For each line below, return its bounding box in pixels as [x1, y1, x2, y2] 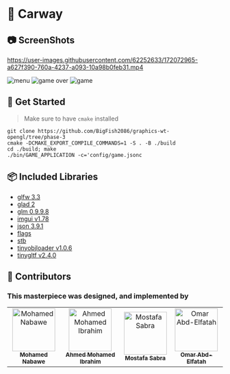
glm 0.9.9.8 [16, 207, 49, 215]
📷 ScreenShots [7, 34, 75, 46]
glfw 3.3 [16, 192, 41, 201]
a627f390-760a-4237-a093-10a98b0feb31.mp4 [7, 63, 144, 71]
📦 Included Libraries [7, 171, 99, 183]
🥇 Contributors [7, 271, 72, 283]
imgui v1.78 [16, 214, 49, 223]
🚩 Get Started [7, 96, 66, 108]
